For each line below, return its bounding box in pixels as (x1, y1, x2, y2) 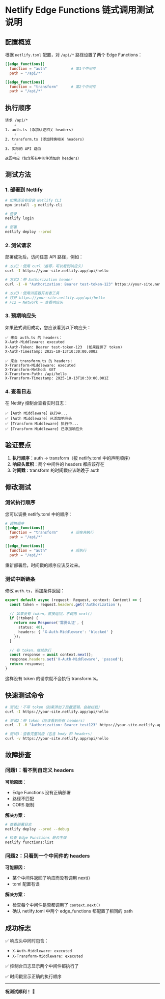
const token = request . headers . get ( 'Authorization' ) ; (9, 602, 122, 607)
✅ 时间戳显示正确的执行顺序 (5, 973, 62, 979)
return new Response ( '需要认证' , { (14, 620, 84, 626)
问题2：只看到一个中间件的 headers (5, 853, 90, 859)
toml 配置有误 (12, 881, 40, 887)
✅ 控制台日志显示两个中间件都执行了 (5, 963, 79, 969)
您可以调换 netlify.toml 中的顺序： (5, 511, 73, 517)
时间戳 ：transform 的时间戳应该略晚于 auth (12, 467, 100, 473)
